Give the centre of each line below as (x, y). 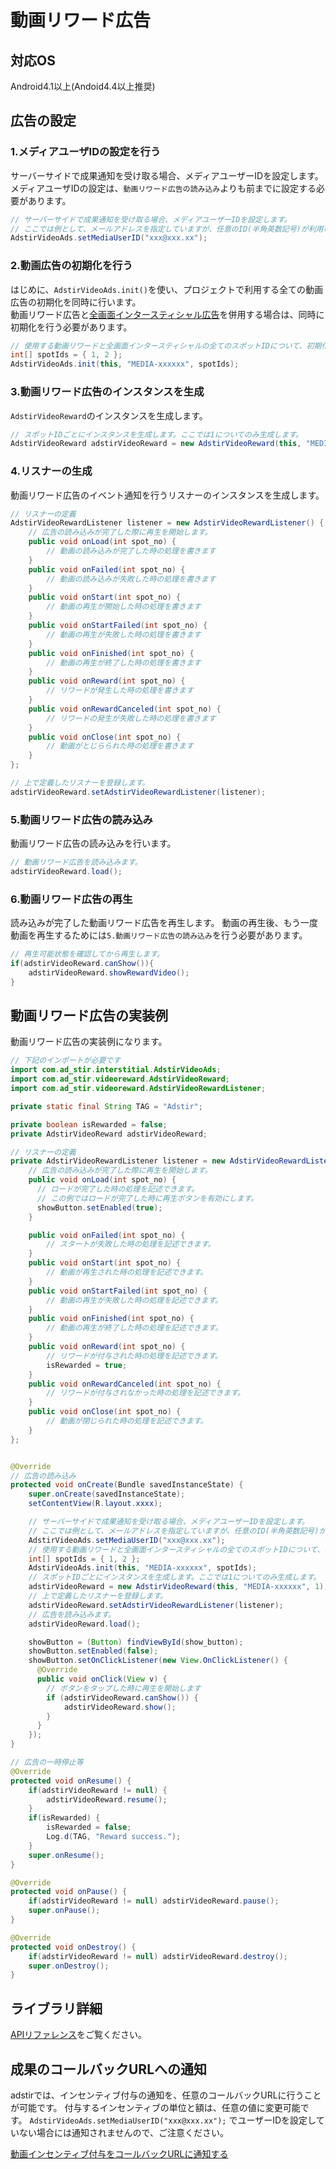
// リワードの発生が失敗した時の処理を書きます (131, 718)
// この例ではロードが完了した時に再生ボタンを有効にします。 (147, 1198)
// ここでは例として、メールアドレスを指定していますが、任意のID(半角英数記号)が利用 (167, 229)
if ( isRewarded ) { (64, 1818)
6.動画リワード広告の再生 (71, 899)
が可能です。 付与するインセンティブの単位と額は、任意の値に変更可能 (155, 2107)
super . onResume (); (66, 1855)
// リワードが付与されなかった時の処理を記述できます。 (145, 1393)
